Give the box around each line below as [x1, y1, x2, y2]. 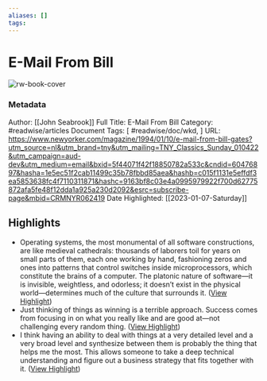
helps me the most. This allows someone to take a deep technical [19, 347, 234, 356]
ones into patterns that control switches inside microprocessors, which [19, 263, 253, 272]
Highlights [8, 216, 61, 230]
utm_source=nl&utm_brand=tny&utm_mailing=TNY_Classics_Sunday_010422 [8, 142, 259, 152]
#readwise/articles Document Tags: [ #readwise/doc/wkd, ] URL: [8, 125, 221, 135]
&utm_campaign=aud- [8, 151, 82, 160]
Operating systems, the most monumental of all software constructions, [19, 237, 255, 247]
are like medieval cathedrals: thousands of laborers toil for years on [19, 245, 241, 255]
